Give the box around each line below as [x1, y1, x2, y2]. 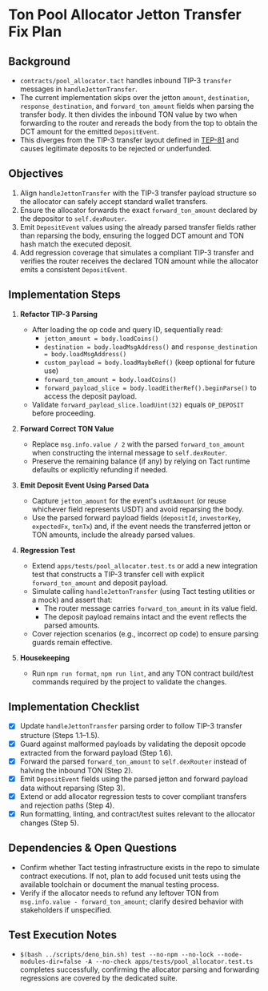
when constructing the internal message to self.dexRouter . [31, 447, 228, 457]
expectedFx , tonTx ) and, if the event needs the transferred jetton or [31, 521, 251, 531]
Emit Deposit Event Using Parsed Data [19, 480, 150, 490]
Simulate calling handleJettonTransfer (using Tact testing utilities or [31, 586, 255, 596]
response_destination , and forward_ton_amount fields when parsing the [19, 102, 254, 110]
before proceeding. [31, 408, 96, 418]
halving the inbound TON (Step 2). [19, 765, 134, 775]
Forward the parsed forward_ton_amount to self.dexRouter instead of [19, 756, 247, 766]
